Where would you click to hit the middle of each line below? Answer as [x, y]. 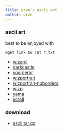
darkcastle [23, 67]
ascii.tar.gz [24, 123]
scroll [18, 99]
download [18, 112]
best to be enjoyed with [30, 43]
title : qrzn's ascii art [31, 10]
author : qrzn [19, 15]
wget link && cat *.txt [30, 52]
